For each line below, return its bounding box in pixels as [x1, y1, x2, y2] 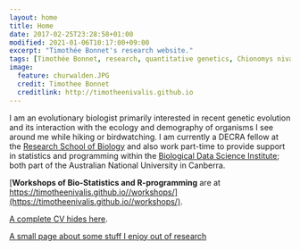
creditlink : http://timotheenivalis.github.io [17, 87, 194, 96]
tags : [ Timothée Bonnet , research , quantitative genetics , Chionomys [9, 54, 274, 63]
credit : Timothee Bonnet [17, 79, 110, 88]
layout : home [9, 12, 58, 22]
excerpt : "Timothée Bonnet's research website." [9, 46, 194, 55]
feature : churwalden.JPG [17, 71, 110, 80]
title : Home [9, 21, 54, 30]
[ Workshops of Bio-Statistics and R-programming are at [9, 177, 221, 187]
